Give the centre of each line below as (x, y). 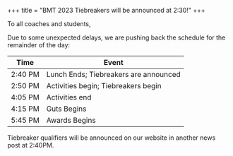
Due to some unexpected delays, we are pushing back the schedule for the (116, 37)
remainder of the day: (39, 45)
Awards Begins (71, 120)
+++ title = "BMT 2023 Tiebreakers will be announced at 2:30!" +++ (107, 10)
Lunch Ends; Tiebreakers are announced (114, 74)
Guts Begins (66, 109)
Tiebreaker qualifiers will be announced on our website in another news (112, 138)
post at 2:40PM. (31, 145)
